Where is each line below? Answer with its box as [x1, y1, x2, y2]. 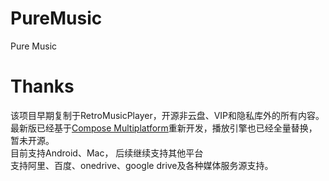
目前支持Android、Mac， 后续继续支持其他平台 [10, 147, 204, 159]
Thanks [10, 75, 75, 98]
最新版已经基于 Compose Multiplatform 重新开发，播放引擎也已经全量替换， [10, 122, 318, 134]
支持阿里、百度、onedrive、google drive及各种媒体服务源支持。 [10, 159, 274, 171]
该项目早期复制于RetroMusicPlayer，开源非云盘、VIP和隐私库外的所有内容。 [10, 109, 325, 121]
